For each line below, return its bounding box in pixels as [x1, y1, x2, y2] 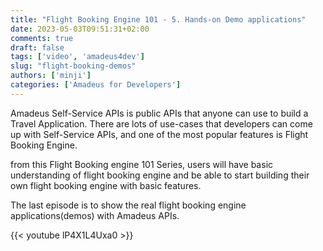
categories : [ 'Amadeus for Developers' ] [10, 80, 182, 90]
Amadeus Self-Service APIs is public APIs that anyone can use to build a [10, 107, 309, 119]
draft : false [10, 42, 65, 53]
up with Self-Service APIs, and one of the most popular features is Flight [10, 128, 309, 140]
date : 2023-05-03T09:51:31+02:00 [10, 24, 150, 34]
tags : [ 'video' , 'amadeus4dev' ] [10, 52, 145, 62]
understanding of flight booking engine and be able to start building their [10, 169, 310, 181]
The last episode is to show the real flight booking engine [10, 199, 247, 211]
